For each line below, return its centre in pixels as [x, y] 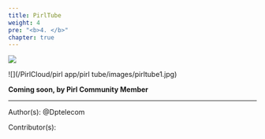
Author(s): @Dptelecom [47, 112]
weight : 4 [24, 23]
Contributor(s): [32, 127]
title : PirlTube [35, 15]
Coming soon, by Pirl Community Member [78, 90]
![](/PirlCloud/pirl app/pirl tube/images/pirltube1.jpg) [93, 75]
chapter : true [32, 37]
